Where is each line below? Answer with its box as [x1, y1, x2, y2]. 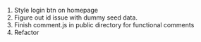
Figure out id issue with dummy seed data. [13, 13, 138, 22]
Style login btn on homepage [13, 6, 99, 14]
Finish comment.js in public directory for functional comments [13, 21, 195, 29]
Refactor [13, 28, 39, 36]
